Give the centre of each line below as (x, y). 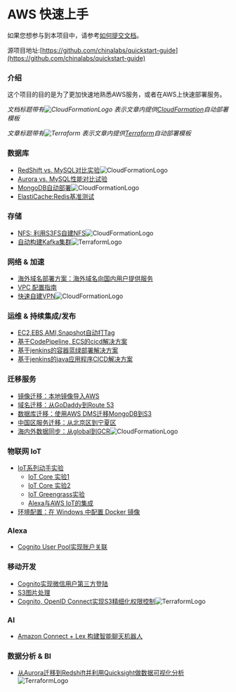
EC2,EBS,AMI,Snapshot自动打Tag (66, 333)
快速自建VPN (36, 296)
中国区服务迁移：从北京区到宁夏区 (67, 422)
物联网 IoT (25, 451)
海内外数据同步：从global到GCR (64, 431)
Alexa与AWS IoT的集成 (60, 503)
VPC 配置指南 (37, 288)
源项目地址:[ (25, 50)
